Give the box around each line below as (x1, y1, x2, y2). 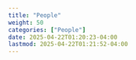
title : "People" (8, 11, 61, 19)
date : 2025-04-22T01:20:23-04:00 (8, 33, 118, 41)
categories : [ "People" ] (8, 26, 86, 34)
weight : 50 (8, 19, 44, 26)
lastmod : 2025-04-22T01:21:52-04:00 (8, 41, 128, 48)
